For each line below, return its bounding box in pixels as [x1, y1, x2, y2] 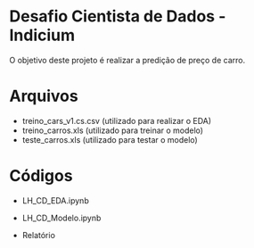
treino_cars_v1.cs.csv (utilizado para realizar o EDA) [21, 115, 212, 126]
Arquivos [9, 87, 78, 106]
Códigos [9, 166, 73, 186]
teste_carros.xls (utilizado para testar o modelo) [21, 134, 198, 145]
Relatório [21, 229, 56, 240]
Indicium [9, 25, 76, 45]
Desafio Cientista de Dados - [9, 6, 226, 27]
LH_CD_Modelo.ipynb [21, 212, 102, 223]
